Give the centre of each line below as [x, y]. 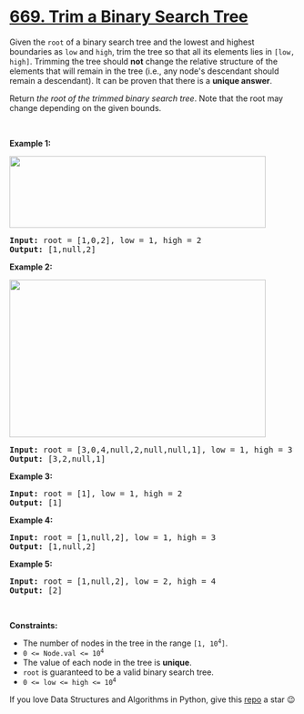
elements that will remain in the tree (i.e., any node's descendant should [144, 71]
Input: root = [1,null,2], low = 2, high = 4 [113, 581]
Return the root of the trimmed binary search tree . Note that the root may [147, 98]
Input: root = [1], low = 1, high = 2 [96, 493]
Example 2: [31, 267]
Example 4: [31, 520]
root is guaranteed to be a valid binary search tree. [118, 672]
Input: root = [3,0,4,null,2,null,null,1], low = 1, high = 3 [151, 449]
